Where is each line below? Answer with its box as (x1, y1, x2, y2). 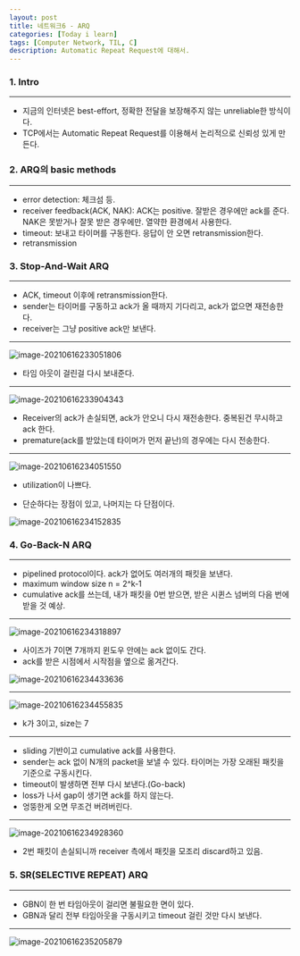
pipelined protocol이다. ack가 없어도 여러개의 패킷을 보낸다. (21, 568, 234, 579)
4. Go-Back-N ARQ (9, 538, 92, 550)
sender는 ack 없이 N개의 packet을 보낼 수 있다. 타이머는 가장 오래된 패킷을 (21, 757, 284, 767)
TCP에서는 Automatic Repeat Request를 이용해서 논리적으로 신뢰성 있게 (21, 128, 277, 138)
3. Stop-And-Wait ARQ (9, 260, 110, 273)
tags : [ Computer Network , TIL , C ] (9, 38, 138, 47)
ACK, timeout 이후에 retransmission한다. (21, 289, 168, 300)
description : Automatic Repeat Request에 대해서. (9, 46, 190, 55)
